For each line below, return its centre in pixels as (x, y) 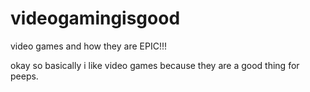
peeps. (24, 76)
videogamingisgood (95, 18)
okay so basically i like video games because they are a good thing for (155, 65)
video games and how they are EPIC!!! (88, 46)
